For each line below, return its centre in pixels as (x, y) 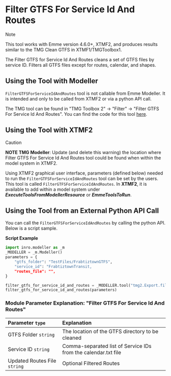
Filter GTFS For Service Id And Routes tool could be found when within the (83, 158)
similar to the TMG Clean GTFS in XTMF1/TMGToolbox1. (64, 49)
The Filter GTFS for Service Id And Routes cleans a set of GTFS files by (80, 59)
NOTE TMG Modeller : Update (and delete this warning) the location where (83, 152)
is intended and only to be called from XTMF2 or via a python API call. (78, 98)
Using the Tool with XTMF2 (49, 130)
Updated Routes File (32, 361)
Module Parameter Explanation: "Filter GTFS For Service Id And (85, 303)
